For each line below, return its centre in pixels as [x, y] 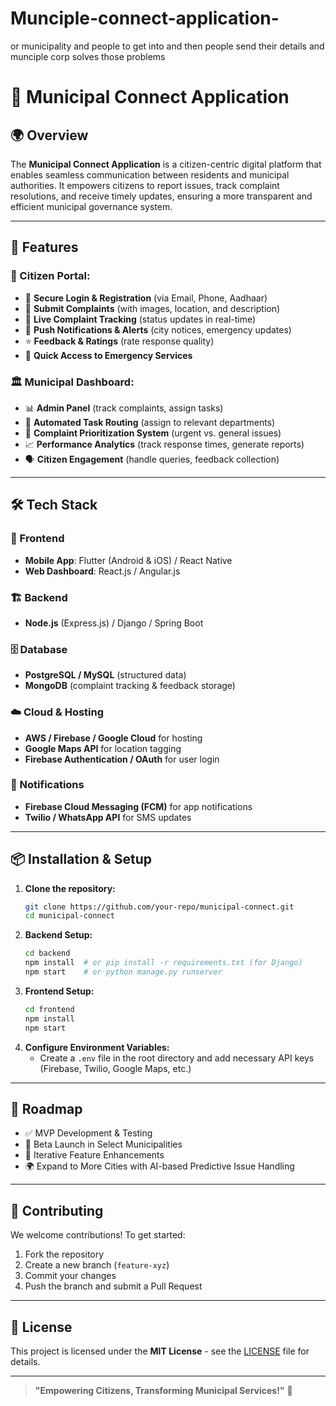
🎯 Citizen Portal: [50, 276]
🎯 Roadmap [46, 1109]
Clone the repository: [70, 888]
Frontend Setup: [59, 991]
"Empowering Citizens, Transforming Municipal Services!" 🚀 [163, 1391]
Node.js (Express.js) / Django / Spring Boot [114, 623]
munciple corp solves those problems [88, 56]
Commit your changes [70, 1276]
